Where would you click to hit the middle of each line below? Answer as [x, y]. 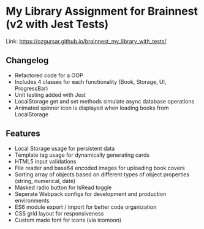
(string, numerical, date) [45, 181]
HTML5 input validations [45, 161]
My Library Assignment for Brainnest [102, 11]
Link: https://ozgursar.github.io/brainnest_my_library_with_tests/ [86, 41]
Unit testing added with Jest [50, 95]
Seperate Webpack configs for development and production [90, 193]
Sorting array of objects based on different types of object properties [102, 174]
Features [23, 134]
